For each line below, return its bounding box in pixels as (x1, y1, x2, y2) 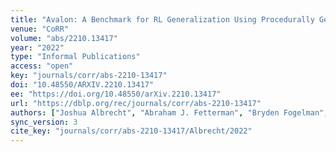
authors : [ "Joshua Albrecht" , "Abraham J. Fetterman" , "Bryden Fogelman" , (10, 107, 329, 118)
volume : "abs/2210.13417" (10, 33, 118, 43)
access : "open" (10, 61, 74, 71)
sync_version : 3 (10, 117, 78, 127)
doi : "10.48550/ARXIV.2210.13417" (10, 80, 155, 90)
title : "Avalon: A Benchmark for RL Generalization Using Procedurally (10, 14, 315, 25)
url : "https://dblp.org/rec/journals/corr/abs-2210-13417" (10, 98, 262, 108)
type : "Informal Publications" (10, 52, 141, 62)
